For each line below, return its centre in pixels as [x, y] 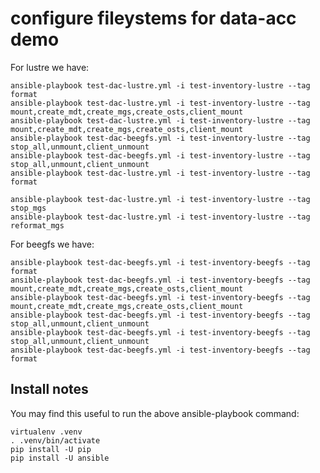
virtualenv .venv [46, 432]
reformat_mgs [37, 225]
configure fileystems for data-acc [153, 18]
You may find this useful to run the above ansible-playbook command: [155, 413]
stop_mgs [28, 208]
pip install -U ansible [60, 458]
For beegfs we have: [52, 244]
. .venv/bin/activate [55, 440]
